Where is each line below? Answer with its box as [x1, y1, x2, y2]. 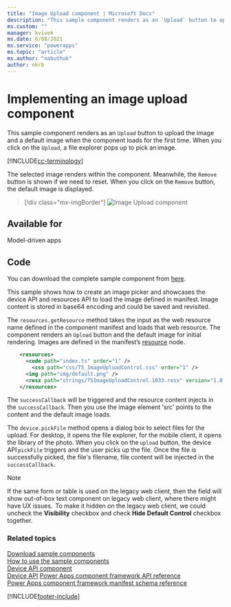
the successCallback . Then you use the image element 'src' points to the [7, 403, 212, 411]
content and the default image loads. [7, 410, 111, 419]
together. [7, 517, 33, 525]
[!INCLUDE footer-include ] [7, 592, 80, 600]
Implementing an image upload [7, 91, 188, 107]
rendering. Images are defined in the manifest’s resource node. [7, 338, 186, 346]
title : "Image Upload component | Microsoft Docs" [7, 10, 155, 17]
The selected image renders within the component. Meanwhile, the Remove [7, 170, 217, 178]
